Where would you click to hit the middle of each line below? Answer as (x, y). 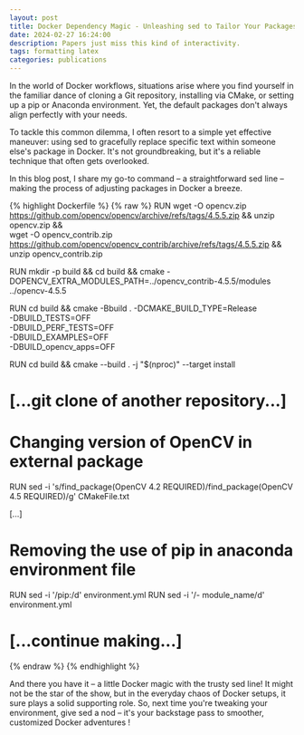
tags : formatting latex (54, 52)
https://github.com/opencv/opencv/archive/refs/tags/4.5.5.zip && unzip (142, 215)
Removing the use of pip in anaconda (152, 551)
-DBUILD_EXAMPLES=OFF (59, 337)
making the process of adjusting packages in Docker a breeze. (126, 188)
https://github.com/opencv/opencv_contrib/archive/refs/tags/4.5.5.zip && (146, 244)
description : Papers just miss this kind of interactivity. (125, 43)
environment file (73, 570)
